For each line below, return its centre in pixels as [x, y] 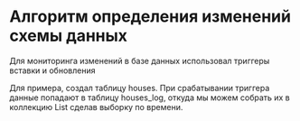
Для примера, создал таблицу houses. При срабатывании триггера [140, 88]
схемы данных [69, 36]
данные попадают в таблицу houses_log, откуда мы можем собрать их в [150, 98]
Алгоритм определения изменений [150, 17]
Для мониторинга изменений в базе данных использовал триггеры [140, 60]
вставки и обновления [52, 70]
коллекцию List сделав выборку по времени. [96, 107]
